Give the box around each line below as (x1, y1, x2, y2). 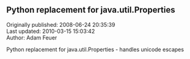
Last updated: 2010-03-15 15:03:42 (6, 27, 95, 35)
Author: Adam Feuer (6, 33, 57, 41)
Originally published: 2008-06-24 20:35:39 (6, 21, 115, 28)
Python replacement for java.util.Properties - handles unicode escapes (6, 46, 185, 53)
